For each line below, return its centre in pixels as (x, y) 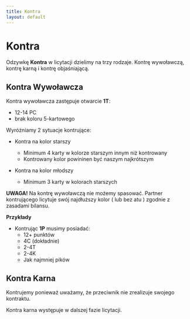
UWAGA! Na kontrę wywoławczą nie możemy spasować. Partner (84, 193)
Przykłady (19, 217)
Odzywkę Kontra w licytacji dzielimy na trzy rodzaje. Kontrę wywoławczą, (95, 62)
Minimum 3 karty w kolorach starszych (70, 182)
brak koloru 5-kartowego (45, 119)
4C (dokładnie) (41, 241)
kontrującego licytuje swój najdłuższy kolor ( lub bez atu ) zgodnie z (88, 200)
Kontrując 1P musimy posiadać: (52, 229)
